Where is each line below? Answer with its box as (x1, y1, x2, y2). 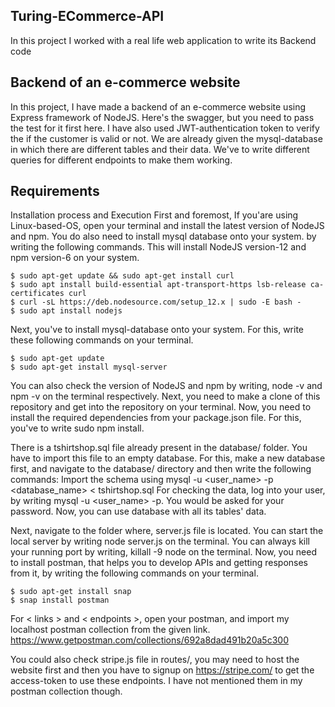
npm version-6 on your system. (10, 252, 140, 264)
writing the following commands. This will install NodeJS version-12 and (10, 241, 307, 253)
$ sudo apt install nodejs (10, 306, 123, 316)
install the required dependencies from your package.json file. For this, (10, 412, 302, 424)
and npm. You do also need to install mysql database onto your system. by (10, 230, 317, 243)
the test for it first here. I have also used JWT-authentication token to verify (10, 122, 320, 134)
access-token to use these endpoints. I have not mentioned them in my (10, 675, 303, 687)
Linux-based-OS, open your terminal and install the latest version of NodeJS (10, 220, 325, 232)
